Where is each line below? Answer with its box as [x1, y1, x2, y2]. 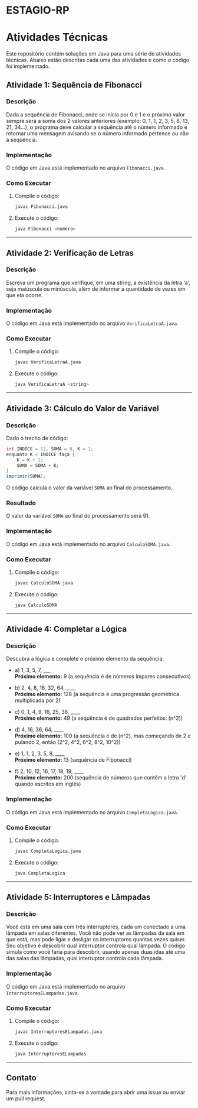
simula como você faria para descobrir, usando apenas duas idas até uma [6, 948, 186, 956]
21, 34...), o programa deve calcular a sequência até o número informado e [6, 124, 187, 131]
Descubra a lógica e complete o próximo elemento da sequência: [6, 655, 164, 662]
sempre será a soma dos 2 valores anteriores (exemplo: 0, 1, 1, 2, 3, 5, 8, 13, [6, 117, 190, 124]
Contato [6, 1073, 37, 1083]
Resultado [6, 499, 37, 507]
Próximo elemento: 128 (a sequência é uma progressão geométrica [14, 691, 180, 698]
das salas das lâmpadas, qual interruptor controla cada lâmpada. [6, 955, 163, 962]
